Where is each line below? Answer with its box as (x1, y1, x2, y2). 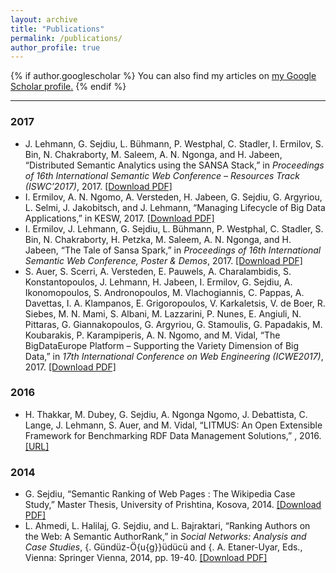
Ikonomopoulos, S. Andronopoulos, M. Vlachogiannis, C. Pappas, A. (24, 286, 305, 298)
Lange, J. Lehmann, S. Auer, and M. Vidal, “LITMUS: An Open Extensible (24, 419, 323, 431)
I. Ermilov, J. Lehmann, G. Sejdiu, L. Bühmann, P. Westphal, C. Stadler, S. (24, 222, 324, 235)
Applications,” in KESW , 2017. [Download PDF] (24, 212, 215, 224)
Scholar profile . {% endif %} (10, 81, 127, 93)
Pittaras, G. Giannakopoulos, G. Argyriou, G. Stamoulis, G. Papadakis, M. (24, 318, 323, 330)
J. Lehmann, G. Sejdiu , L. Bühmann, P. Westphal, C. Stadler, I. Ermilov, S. (24, 137, 324, 150)
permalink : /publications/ (10, 33, 123, 43)
